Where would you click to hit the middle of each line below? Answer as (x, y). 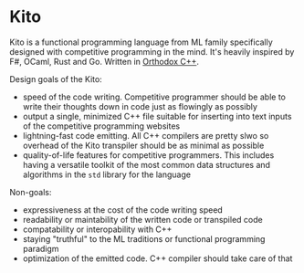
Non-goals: (31, 192)
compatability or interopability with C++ (97, 229)
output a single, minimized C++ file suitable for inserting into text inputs (157, 116)
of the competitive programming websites (101, 126)
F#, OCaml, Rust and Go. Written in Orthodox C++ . (104, 61)
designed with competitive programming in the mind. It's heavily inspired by (152, 51)
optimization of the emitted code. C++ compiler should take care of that (157, 258)
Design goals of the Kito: (56, 79)
